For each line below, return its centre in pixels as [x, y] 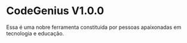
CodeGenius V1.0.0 [55, 11]
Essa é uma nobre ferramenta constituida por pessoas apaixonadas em [94, 27]
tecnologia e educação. [35, 33]
